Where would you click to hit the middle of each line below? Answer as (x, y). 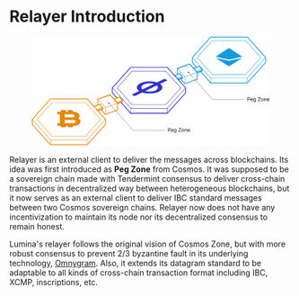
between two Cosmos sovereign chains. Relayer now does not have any (142, 208)
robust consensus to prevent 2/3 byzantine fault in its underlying (129, 254)
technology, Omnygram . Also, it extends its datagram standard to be (136, 264)
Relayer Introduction (87, 17)
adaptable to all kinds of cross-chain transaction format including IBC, (139, 273)
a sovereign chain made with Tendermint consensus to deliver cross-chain (147, 179)
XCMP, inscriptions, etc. (54, 283)
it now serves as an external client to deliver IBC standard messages (136, 198)
